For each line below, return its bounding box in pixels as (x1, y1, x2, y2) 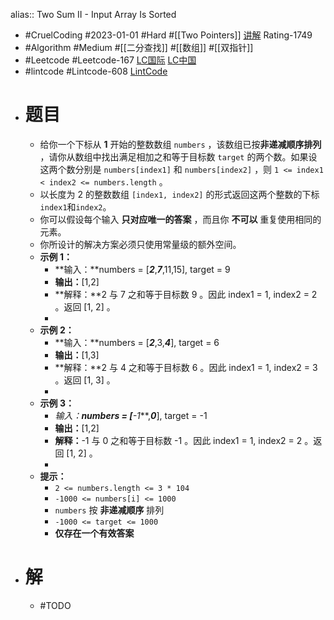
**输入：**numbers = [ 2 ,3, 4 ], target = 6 (54, 336, 220, 348)
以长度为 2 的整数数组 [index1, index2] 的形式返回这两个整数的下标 (39, 188, 320, 200)
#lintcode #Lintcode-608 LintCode (24, 65, 168, 77)
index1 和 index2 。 (39, 200, 112, 213)
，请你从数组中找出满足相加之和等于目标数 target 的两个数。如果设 (39, 150, 318, 163)
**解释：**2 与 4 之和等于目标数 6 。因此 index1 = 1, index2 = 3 (54, 361, 318, 373)
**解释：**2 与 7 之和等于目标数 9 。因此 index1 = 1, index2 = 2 (54, 288, 318, 300)
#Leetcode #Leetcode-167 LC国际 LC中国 (24, 54, 197, 66)
